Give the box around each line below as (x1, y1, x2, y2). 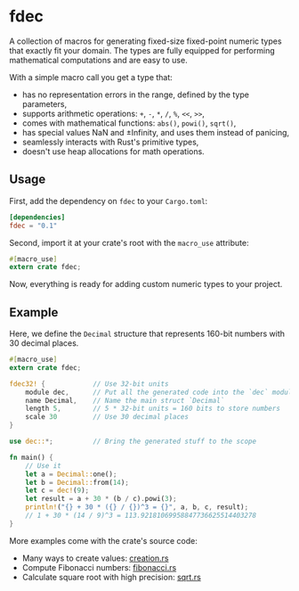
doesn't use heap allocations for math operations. (21, 145, 205, 157)
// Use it (25, 461, 62, 470)
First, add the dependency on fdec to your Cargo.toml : (9, 195, 208, 206)
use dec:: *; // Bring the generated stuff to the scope (9, 437, 256, 447)
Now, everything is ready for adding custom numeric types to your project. (9, 279, 283, 290)
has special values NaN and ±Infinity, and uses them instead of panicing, (21, 127, 290, 137)
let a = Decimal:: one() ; (25, 470, 117, 479)
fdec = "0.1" (9, 221, 58, 230)
